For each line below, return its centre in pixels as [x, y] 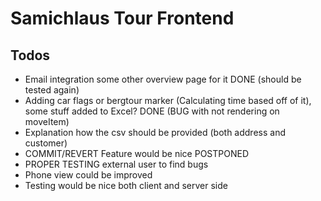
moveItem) [47, 121]
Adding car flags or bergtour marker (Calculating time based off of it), [168, 100]
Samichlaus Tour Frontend [122, 18]
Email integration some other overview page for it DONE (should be [163, 79]
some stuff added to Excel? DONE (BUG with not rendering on [152, 111]
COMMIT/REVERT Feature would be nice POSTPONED [137, 153]
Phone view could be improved [88, 175]
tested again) [52, 90]
